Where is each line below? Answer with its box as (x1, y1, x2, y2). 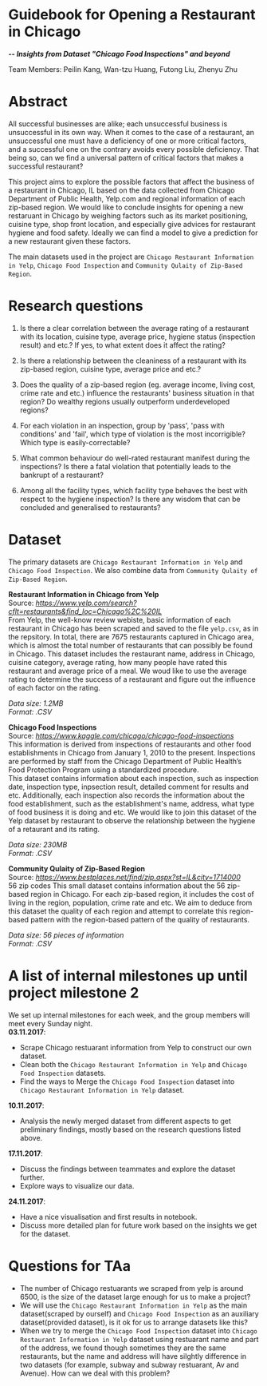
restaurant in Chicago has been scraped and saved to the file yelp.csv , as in (8, 623, 259, 633)
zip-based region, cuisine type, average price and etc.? (19, 364, 202, 373)
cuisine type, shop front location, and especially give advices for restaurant (8, 219, 257, 229)
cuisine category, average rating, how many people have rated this (8, 657, 227, 667)
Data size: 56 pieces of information (8, 930, 124, 940)
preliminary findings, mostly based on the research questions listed (19, 1125, 241, 1134)
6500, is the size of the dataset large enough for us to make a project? (19, 1292, 251, 1301)
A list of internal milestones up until (8, 966, 249, 985)
